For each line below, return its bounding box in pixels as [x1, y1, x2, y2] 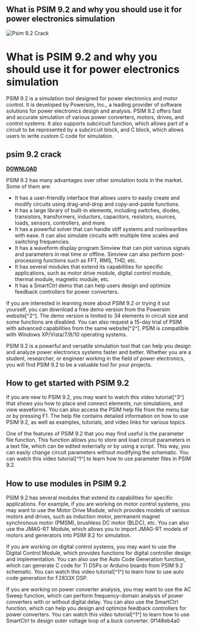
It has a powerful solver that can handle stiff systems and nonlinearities [14, 225, 188, 232]
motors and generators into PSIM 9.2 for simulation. [6, 532, 131, 539]
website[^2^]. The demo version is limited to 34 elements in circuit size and [6, 312, 188, 319]
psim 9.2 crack [6, 150, 62, 160]
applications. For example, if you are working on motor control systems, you [6, 500, 190, 507]
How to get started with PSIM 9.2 [6, 378, 129, 388]
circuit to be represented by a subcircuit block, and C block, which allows [6, 126, 184, 133]
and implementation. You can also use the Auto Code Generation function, [6, 556, 186, 563]
